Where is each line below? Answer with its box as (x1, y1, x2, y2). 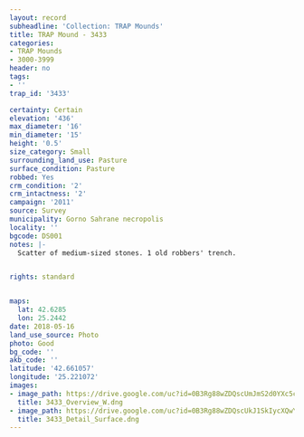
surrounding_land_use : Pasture (9, 156, 128, 165)
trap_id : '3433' (9, 89, 71, 98)
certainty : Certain (9, 105, 83, 114)
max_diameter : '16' (9, 122, 83, 131)
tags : (9, 72, 30, 81)
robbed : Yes (9, 173, 54, 182)
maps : (9, 297, 30, 306)
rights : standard (9, 272, 75, 281)
